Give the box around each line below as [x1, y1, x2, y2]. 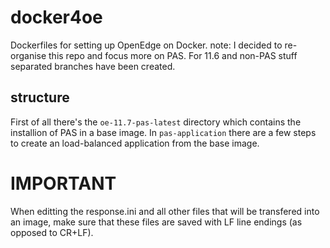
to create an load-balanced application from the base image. [10, 137, 260, 149]
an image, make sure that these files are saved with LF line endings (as [10, 216, 303, 228]
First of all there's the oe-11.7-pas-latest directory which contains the [10, 116, 302, 128]
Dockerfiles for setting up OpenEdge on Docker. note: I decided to [10, 39, 283, 51]
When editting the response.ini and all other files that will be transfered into [10, 205, 320, 217]
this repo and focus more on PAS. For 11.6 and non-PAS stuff [48, 49, 298, 61]
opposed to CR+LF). [10, 226, 94, 238]
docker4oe [10, 6, 103, 29]
